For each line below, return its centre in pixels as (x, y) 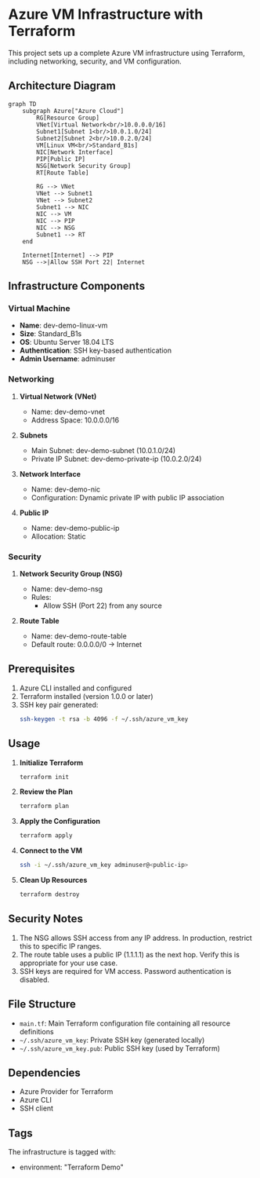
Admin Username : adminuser (67, 359)
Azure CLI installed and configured (75, 688)
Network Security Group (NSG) (71, 574)
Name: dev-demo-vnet (68, 412)
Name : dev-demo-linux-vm (63, 326)
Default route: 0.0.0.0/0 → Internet (87, 645)
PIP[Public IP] (61, 159)
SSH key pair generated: (59, 704)
